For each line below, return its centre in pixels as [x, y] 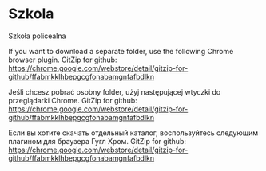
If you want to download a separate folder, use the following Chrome [121, 51]
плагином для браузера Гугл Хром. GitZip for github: [97, 141]
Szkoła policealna [37, 36]
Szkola [31, 14]
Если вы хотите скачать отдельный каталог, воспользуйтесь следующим [133, 133]
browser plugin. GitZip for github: [63, 60]
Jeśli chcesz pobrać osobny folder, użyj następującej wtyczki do [115, 91]
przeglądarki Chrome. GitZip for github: [73, 100]
